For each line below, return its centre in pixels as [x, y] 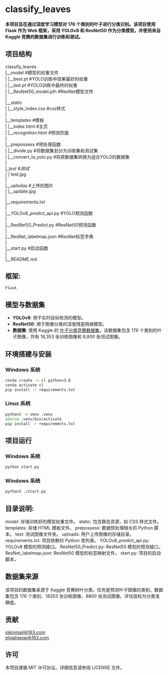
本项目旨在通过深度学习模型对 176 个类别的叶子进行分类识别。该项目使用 [80, 24]
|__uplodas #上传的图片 [29, 185]
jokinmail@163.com [25, 632]
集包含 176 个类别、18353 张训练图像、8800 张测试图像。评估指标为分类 [80, 596]
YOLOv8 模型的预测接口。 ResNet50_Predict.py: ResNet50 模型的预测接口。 [84, 547]
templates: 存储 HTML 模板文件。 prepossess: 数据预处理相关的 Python [79, 528]
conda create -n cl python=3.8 [38, 380]
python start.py [22, 467]
